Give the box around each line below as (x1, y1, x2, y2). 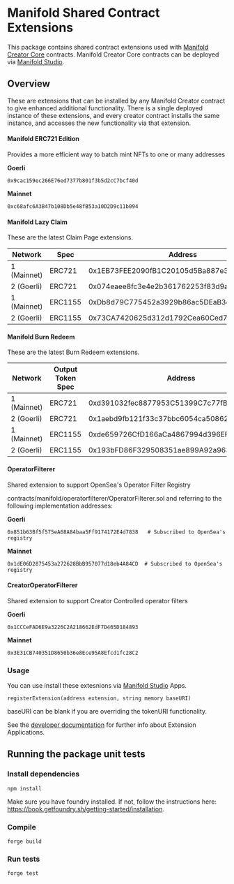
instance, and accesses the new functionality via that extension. (7, 119, 192, 127)
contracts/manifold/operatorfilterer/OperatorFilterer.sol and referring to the (7, 494, 222, 502)
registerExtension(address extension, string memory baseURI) (7, 695, 192, 702)
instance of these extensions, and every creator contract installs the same (7, 111, 220, 119)
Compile (7, 822, 36, 832)
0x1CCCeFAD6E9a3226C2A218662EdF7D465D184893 (7, 624, 139, 631)
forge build (7, 838, 42, 846)
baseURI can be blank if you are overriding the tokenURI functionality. (7, 707, 208, 716)
